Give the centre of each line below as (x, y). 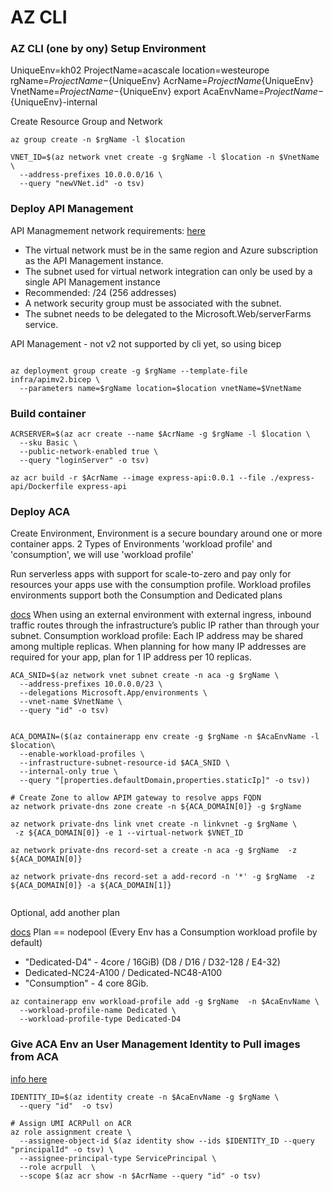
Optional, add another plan (65, 913)
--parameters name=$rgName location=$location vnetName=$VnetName (160, 388)
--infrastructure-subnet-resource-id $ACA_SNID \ (124, 763)
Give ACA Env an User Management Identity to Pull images (155, 1044)
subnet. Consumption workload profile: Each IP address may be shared (157, 636)
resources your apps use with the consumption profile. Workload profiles (161, 585)
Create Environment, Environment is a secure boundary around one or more (166, 533)
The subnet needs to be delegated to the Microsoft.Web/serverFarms (168, 313)
